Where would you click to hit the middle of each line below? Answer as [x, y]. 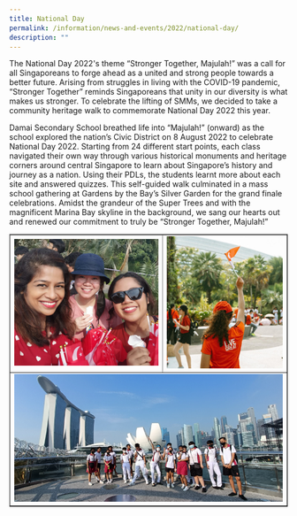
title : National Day [47, 19]
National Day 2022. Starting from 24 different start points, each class [135, 147]
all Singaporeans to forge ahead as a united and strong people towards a [141, 73]
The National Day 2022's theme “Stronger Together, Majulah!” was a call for [147, 64]
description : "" [39, 37]
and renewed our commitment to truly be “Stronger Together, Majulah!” [139, 222]
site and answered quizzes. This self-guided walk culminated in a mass [139, 184]
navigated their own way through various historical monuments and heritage [148, 156]
